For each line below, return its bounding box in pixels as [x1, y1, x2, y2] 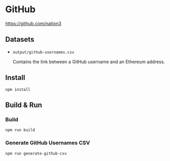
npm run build [5, 127, 36, 133]
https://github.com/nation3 [5, 20, 62, 26]
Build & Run [5, 100, 42, 109]
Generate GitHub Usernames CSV [5, 139, 90, 146]
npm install [5, 87, 30, 92]
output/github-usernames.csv [12, 49, 75, 55]
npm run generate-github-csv [5, 151, 67, 156]
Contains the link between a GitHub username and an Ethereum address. [12, 59, 165, 65]
